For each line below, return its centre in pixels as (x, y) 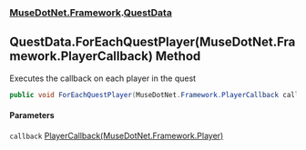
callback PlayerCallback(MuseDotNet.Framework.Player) (117, 135)
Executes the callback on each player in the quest (103, 78)
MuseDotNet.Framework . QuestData (91, 13)
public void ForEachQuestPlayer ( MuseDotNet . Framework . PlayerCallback (144, 95)
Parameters (32, 115)
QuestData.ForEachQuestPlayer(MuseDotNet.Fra (153, 42)
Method (178, 56)
